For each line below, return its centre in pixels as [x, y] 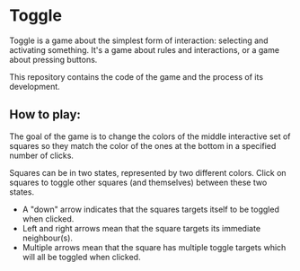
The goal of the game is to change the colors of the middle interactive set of [150, 136]
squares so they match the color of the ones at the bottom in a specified [143, 145]
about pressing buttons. [53, 59]
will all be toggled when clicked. [81, 257]
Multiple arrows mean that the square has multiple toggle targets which [154, 247]
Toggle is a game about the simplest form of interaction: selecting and [139, 40]
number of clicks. [42, 155]
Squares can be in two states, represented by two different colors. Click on [148, 172]
